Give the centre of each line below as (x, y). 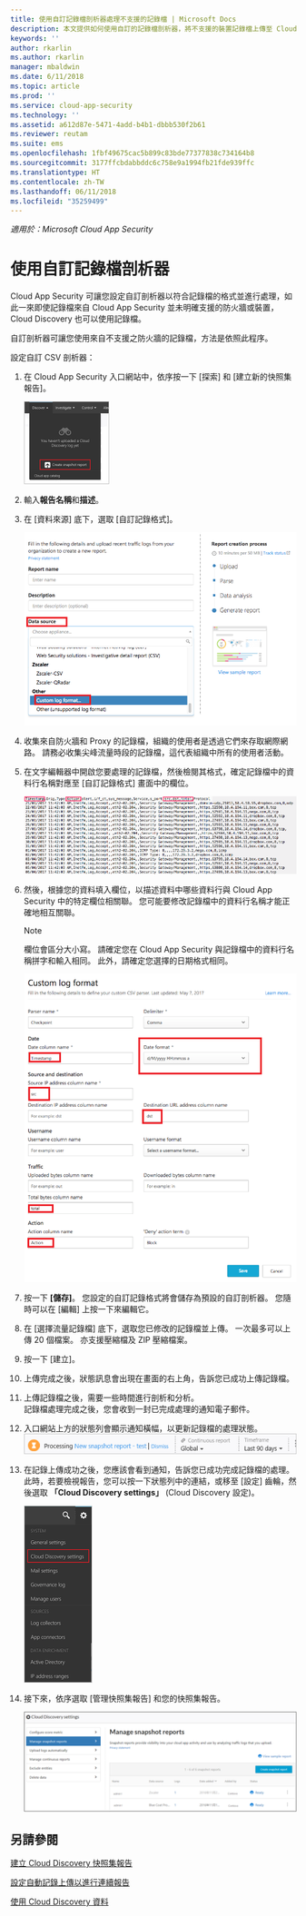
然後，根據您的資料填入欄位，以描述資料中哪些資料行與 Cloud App (148, 889)
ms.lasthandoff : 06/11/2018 (64, 192)
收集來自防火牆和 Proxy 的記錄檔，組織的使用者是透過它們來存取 (144, 741)
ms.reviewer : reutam (49, 134)
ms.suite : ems (37, 144)
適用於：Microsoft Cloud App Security (82, 229)
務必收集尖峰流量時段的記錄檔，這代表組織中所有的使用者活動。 (169, 752)
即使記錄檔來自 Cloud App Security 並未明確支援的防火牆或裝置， (157, 308)
